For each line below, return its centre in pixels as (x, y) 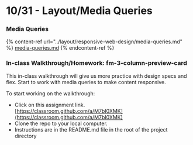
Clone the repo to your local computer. (61, 123)
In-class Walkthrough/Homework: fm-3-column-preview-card (96, 63)
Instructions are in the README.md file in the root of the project (91, 129)
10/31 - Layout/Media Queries (80, 11)
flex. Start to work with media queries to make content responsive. (86, 82)
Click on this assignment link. (50, 105)
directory (25, 136)
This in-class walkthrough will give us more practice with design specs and (96, 76)
